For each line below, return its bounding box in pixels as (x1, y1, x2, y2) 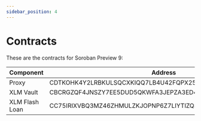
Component (9, 68, 44, 76)
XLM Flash (9, 98, 39, 106)
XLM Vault (9, 88, 38, 96)
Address (151, 68, 176, 76)
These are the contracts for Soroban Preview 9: (6, 54, 124, 61)
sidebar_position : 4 (6, 8, 58, 15)
